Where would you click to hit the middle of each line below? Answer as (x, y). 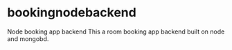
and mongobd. (28, 38)
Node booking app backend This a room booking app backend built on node (116, 32)
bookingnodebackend (72, 13)
